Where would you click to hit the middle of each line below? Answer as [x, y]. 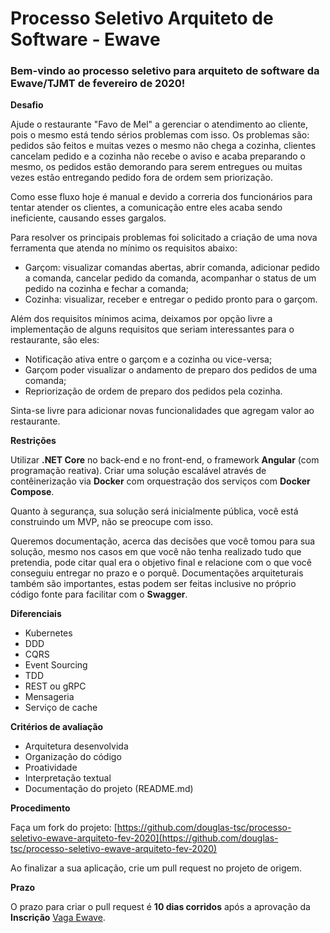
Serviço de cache [61, 708]
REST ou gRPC [55, 686]
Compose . [32, 492]
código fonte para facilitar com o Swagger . [99, 594]
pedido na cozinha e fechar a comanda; [106, 289]
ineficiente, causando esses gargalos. [88, 218]
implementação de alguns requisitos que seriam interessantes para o [152, 329]
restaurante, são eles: [55, 340]
